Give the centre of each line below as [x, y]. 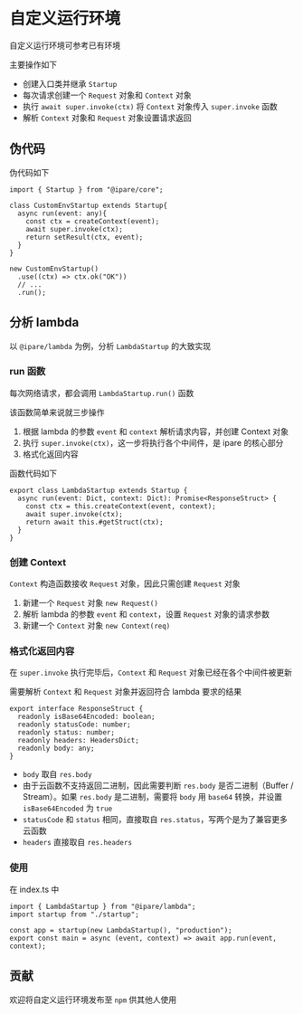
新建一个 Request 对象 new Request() [90, 603]
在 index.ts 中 [34, 889]
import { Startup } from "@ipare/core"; [87, 190]
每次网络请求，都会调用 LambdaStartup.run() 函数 [102, 393]
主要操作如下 [33, 64]
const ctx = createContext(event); [93, 221]
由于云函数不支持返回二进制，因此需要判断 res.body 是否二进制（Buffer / [158, 786]
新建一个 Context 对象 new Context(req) [96, 626]
